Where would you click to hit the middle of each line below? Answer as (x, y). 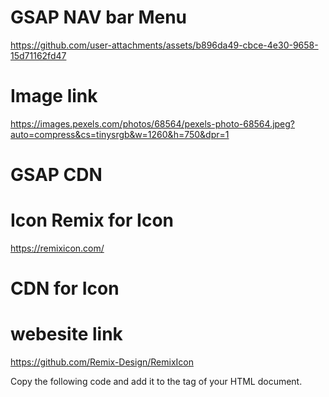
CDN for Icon (65, 288)
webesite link (66, 334)
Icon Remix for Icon (92, 220)
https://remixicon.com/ (57, 248)
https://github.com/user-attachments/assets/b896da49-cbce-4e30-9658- (164, 45)
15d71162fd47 (38, 55)
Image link (54, 96)
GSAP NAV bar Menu (99, 17)
